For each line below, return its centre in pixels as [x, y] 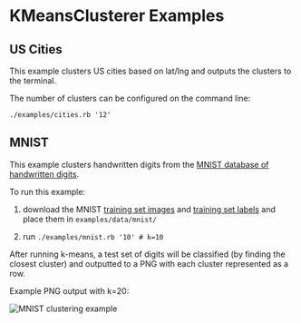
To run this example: [48, 191]
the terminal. [33, 81]
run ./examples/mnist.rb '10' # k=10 [93, 236]
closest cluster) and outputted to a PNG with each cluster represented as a [149, 263]
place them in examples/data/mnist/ [89, 219]
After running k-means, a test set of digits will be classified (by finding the [147, 254]
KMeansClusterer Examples [117, 16]
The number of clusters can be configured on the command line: [130, 98]
